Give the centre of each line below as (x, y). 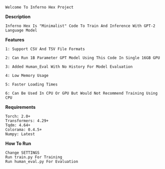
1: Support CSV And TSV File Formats (45, 49)
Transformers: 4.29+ (27, 121)
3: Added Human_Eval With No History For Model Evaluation (69, 67)
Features (15, 40)
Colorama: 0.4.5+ (24, 130)
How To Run (18, 143)
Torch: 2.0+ (18, 116)
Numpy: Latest (20, 134)
